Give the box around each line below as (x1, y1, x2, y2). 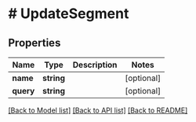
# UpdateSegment (8, 5, 129, 23)
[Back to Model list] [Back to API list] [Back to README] (8, 105, 188, 115)
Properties (8, 36, 61, 50)
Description (72, 60, 118, 70)
